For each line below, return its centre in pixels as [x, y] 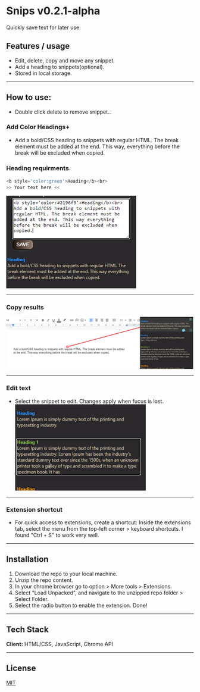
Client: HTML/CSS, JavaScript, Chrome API [60, 644]
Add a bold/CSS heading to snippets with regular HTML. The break [97, 140]
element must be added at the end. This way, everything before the [97, 146]
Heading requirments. [39, 168]
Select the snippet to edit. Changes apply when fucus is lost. [89, 401]
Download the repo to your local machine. [66, 574]
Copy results [25, 307]
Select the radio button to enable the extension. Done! [81, 605]
